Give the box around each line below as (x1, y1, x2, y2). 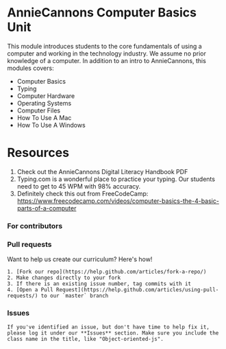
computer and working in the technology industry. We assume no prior (7, 49, 207, 58)
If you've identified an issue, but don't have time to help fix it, (7, 324, 210, 330)
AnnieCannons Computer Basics (7, 5, 197, 21)
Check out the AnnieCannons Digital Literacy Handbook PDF (16, 167, 188, 176)
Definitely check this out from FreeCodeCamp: (16, 189, 149, 197)
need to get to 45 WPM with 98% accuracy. (16, 182, 141, 190)
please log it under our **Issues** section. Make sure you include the (7, 330, 219, 337)
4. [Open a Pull (7, 287, 53, 293)
